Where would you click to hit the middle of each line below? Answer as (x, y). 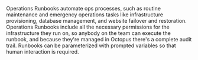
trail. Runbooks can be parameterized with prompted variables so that (91, 45)
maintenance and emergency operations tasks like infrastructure (85, 15)
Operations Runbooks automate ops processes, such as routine (84, 8)
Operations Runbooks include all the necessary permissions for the (88, 27)
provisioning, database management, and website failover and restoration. (97, 21)
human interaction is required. (43, 52)
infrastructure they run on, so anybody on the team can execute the (89, 33)
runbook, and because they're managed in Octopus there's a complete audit (99, 39)
